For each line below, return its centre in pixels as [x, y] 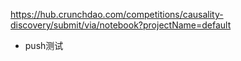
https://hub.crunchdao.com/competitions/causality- [117, 14]
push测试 [44, 45]
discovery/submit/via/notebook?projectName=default [121, 25]
